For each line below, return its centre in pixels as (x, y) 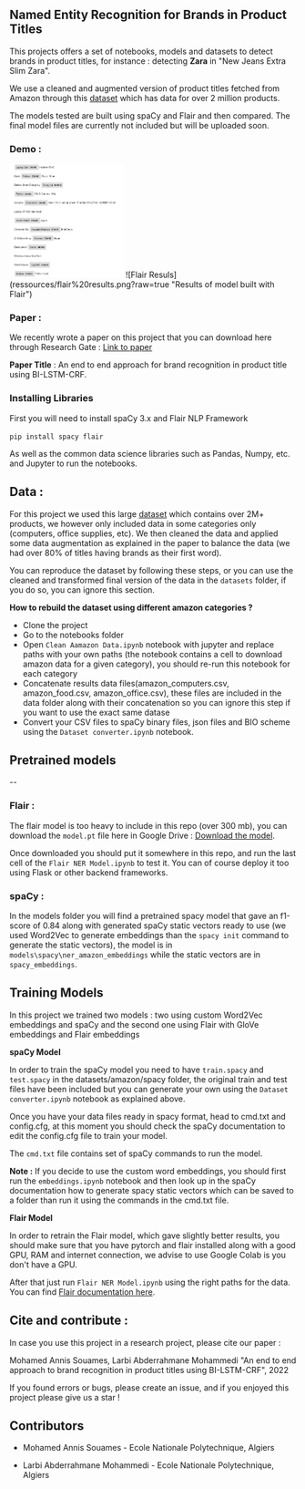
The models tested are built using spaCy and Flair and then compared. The (150, 115)
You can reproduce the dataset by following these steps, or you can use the (152, 570)
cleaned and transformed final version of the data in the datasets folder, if (148, 580)
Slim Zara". (30, 70)
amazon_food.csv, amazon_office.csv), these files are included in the (152, 693)
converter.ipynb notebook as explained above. (97, 1099)
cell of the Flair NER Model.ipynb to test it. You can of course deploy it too (149, 863)
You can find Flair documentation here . (82, 1292)
